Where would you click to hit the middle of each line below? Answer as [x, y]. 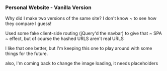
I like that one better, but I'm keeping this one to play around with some [79, 48]
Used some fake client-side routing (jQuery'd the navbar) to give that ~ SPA [83, 33]
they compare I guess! [28, 23]
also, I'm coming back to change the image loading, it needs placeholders [82, 63]
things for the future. [27, 53]
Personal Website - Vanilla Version [48, 7]
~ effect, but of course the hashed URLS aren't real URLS [65, 38]
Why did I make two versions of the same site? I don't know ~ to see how [81, 18]
